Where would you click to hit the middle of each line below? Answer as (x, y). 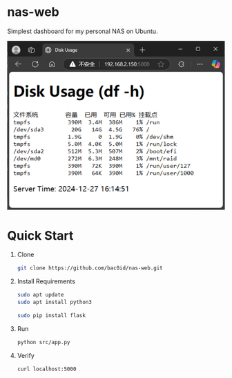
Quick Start (40, 235)
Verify (26, 355)
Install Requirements (46, 281)
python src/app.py (43, 342)
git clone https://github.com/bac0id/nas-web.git (90, 268)
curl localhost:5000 (47, 369)
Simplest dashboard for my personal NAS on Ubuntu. (83, 31)
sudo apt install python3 (54, 302)
